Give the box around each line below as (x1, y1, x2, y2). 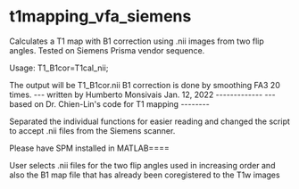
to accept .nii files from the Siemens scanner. (9, 125, 176, 136)
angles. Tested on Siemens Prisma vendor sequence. (9, 45, 205, 55)
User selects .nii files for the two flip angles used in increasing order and (9, 160, 276, 170)
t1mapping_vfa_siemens (9, 6, 192, 27)
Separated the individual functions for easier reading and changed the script (9, 116, 290, 127)
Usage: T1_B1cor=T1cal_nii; (9, 62, 109, 73)
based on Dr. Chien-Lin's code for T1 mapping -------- (9, 98, 210, 109)
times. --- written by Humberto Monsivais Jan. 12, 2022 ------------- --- (9, 89, 276, 100)
